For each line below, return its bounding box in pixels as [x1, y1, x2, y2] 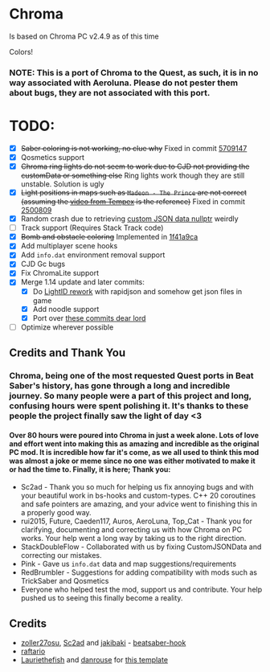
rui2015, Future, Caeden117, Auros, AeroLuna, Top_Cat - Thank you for [20, 516, 252, 527]
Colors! [9, 47, 34, 56]
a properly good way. [20, 508, 92, 518]
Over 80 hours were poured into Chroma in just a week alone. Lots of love [9, 430, 260, 440]
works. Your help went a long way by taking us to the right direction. [20, 534, 247, 543]
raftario [20, 646, 46, 656]
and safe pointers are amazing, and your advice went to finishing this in [20, 499, 258, 509]
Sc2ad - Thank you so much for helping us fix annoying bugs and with [20, 482, 254, 492]
